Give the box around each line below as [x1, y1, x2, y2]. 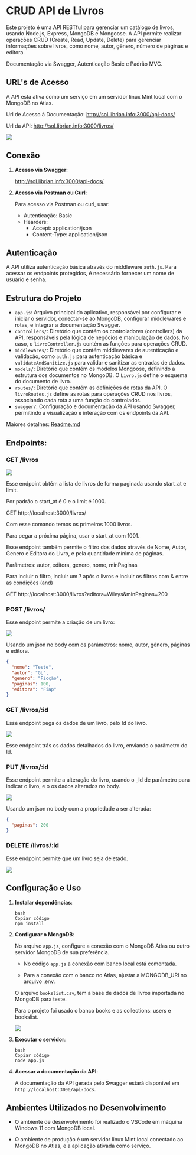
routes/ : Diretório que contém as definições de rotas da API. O [14, 384, 168, 391]
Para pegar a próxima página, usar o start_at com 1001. [6, 532, 140, 539]
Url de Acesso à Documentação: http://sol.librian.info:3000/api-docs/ [6, 110, 175, 118]
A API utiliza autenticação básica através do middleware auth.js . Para [6, 263, 177, 271]
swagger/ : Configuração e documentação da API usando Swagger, [14, 403, 176, 410]
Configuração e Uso [6, 883, 81, 893]
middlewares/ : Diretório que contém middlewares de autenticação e [14, 347, 179, 354]
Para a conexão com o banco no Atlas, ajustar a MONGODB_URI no [23, 971, 187, 978]
